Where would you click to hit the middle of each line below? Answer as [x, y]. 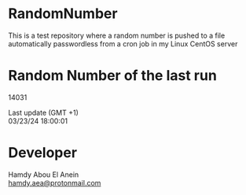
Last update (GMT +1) [43, 112]
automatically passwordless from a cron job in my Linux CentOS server [123, 43]
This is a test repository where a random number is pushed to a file [117, 35]
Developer [42, 153]
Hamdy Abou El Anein [44, 175]
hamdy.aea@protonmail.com [55, 182]
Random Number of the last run [113, 76]
